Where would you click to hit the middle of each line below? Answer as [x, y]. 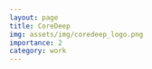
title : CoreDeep [40, 26]
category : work [38, 51]
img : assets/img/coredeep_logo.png [76, 34]
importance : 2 [36, 43]
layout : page [34, 17]
